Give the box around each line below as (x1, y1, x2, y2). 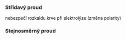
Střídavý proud (5, 4, 42, 11)
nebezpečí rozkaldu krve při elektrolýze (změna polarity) (5, 15, 122, 21)
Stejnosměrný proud (5, 28, 56, 35)
